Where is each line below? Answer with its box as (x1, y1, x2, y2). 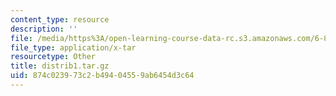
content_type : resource (10, 14, 110, 25)
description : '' (10, 24, 78, 34)
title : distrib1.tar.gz (10, 61, 110, 71)
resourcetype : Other (10, 52, 97, 62)
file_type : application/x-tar (10, 42, 137, 53)
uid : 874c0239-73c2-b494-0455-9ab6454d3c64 (10, 71, 195, 81)
